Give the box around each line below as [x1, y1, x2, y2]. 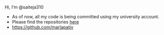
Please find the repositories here [11, 19, 79, 25]
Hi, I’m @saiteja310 [4, 4, 44, 10]
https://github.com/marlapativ [11, 24, 74, 30]
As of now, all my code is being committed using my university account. [11, 14, 160, 19]
